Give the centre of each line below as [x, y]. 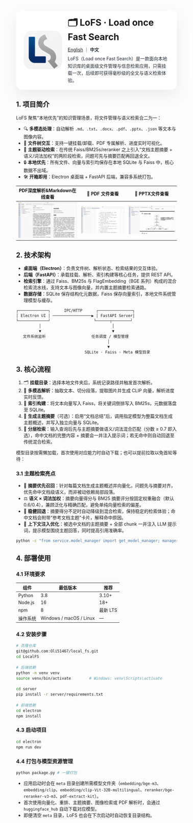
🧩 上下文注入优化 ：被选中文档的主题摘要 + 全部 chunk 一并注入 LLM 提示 [100, 524]
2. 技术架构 [33, 255]
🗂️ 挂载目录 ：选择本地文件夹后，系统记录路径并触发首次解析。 [89, 383]
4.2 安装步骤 [31, 634]
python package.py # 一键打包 [46, 773]
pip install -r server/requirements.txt [60, 694]
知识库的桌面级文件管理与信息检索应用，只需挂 [117, 66]
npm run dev [29, 747]
